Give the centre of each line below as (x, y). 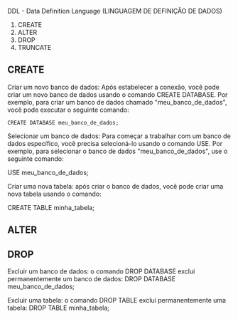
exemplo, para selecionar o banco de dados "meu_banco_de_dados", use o (118, 151)
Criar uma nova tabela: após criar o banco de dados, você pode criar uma (115, 186)
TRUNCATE (34, 47)
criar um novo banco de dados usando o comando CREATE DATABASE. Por (118, 94)
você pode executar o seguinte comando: (68, 110)
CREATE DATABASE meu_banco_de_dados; (63, 122)
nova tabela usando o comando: (54, 194)
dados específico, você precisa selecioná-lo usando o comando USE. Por (115, 143)
